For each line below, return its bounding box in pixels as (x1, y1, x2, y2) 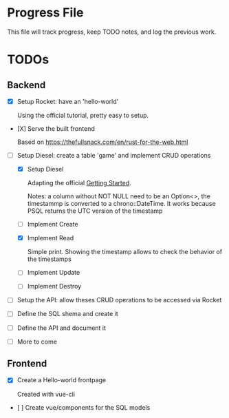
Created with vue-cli (17, 390, 76, 398)
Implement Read (27, 234, 74, 242)
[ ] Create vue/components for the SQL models (17, 403, 151, 411)
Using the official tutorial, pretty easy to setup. (17, 112, 149, 119)
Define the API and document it (17, 324, 107, 332)
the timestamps (27, 255, 72, 263)
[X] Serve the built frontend (17, 125, 95, 132)
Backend (7, 79, 46, 91)
